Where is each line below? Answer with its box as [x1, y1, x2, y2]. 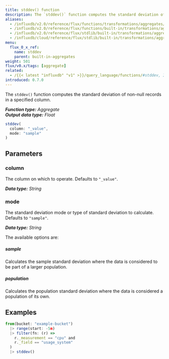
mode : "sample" [10, 131, 42, 136]
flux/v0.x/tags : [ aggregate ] [5, 63, 66, 68]
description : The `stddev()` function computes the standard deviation [5, 12, 158, 17]
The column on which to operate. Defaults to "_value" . [5, 175, 118, 182]
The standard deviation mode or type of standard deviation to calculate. [5, 210, 154, 216]
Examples [5, 308, 37, 317]
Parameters [5, 149, 43, 158]
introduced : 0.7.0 [5, 77, 44, 82]
